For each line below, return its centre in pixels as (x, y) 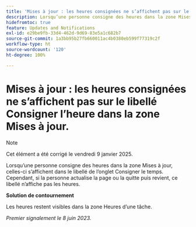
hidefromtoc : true (28, 22)
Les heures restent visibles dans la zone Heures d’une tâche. (79, 207)
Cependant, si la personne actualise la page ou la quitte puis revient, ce (92, 178)
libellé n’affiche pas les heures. (43, 184)
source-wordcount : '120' (36, 50)
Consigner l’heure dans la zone (83, 114)
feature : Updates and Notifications (50, 28)
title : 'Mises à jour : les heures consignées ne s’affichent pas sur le (98, 11)
